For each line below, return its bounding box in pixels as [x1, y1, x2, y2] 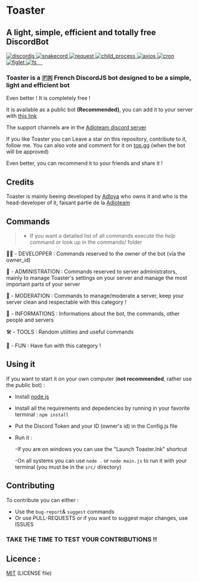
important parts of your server [6, 281, 80, 288]
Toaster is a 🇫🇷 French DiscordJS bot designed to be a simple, [6, 73, 192, 82]
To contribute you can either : [6, 496, 79, 503]
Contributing [6, 481, 55, 491]
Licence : [6, 553, 41, 564]
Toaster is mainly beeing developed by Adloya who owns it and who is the [6, 193, 188, 200]
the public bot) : [6, 381, 45, 388]
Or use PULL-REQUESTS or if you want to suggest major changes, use [14, 514, 188, 521]
